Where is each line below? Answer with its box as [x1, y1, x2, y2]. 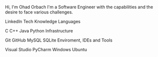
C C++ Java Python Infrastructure [5, 28, 73, 33]
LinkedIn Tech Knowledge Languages [5, 19, 80, 24]
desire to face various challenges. [5, 9, 73, 15]
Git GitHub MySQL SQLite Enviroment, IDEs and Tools [5, 37, 113, 43]
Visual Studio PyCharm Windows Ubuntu [5, 47, 87, 52]
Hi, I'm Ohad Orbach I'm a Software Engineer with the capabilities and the [5, 4, 154, 10]
